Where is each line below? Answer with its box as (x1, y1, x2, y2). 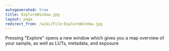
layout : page (5, 16, 33, 21)
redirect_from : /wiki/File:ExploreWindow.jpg (5, 21, 102, 26)
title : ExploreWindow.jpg (5, 12, 60, 17)
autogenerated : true (5, 7, 49, 12)
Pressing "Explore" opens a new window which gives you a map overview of (5, 35, 164, 41)
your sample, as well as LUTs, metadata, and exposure (5, 40, 119, 46)
